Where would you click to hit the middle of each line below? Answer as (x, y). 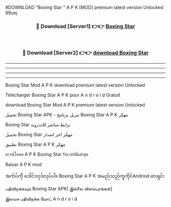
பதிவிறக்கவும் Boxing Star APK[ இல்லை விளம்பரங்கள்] (59, 189)
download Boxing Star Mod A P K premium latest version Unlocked (75, 105)
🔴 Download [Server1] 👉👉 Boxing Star (85, 26)
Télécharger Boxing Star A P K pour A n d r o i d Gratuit (63, 95)
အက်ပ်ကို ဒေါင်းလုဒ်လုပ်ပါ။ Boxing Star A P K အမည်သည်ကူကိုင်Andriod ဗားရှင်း (85, 176)
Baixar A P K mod (24, 164)
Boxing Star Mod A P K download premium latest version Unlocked (75, 85)
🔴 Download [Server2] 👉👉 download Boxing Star (85, 53)
